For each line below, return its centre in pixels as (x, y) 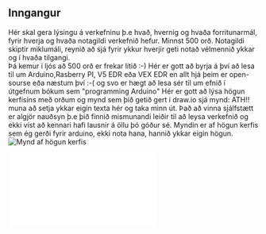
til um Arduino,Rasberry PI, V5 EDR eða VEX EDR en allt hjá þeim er (118, 74)
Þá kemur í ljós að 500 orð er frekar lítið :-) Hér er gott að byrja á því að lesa (132, 66)
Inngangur (35, 13)
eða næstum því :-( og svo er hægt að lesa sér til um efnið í (129, 82)
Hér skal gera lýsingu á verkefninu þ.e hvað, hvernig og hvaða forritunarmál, (133, 32)
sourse (19, 82)
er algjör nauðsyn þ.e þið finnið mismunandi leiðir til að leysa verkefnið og (128, 116)
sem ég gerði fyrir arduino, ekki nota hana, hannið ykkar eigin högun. (121, 133)
